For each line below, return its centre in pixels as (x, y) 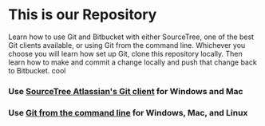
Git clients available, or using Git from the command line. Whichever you (127, 45)
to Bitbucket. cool (37, 70)
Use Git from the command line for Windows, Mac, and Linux (128, 112)
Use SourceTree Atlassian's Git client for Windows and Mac (126, 91)
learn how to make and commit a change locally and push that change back (132, 62)
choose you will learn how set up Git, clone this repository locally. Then (126, 53)
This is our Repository (83, 15)
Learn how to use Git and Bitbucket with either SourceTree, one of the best (131, 37)
